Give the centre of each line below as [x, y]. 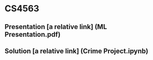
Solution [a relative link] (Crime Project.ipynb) [76, 51]
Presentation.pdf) [33, 34]
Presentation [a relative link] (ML [56, 27]
